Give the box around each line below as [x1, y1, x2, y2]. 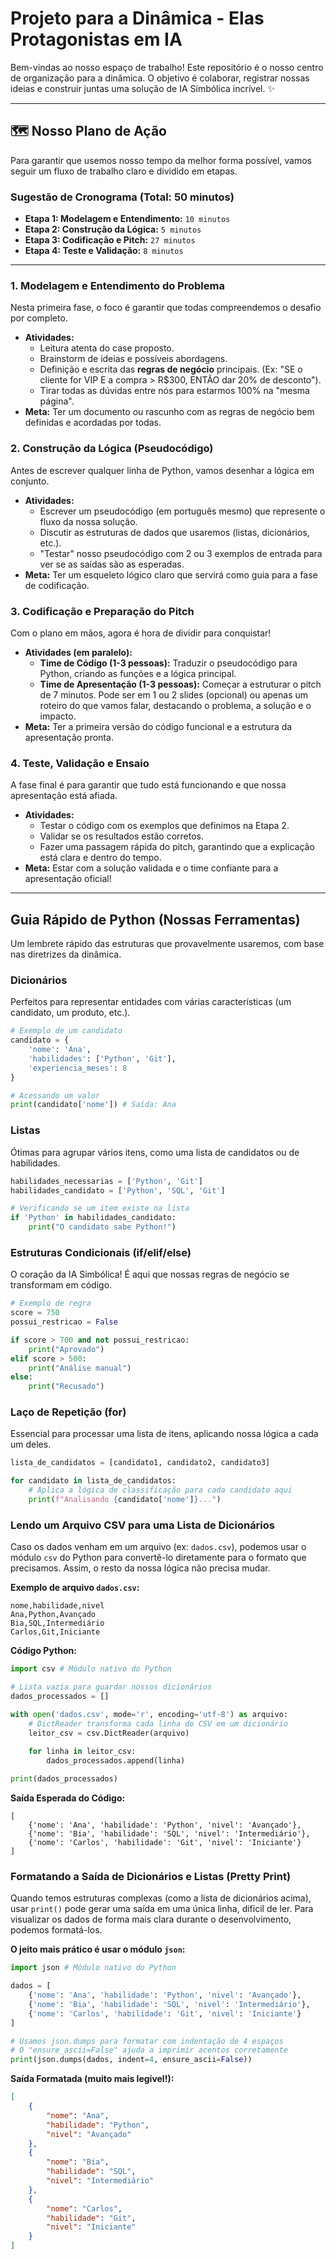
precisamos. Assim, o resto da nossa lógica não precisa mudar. [10, 1562, 271, 1574]
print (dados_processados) [10, 1774, 118, 1784]
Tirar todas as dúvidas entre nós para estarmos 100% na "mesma [39, 385, 310, 397]
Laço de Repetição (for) [10, 1405, 127, 1419]
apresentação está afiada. [10, 790, 118, 802]
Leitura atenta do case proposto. [39, 342, 175, 354]
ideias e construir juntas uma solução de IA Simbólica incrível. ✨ [10, 82, 275, 94]
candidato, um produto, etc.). [10, 1007, 131, 1019]
